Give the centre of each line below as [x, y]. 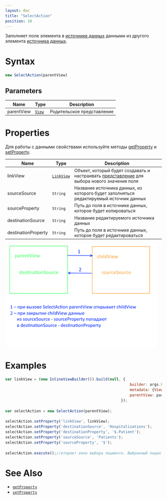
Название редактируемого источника [114, 218]
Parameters [24, 91]
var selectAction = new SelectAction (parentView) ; [59, 411]
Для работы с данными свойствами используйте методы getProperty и [81, 147]
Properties [27, 133]
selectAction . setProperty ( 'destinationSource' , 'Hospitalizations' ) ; [79, 427]
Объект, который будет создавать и [112, 170]
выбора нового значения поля [106, 181]
